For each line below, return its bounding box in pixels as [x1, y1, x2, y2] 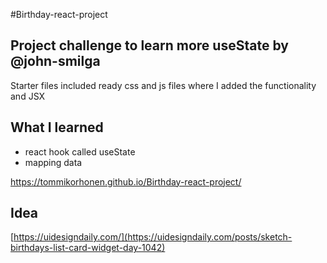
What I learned [10, 119, 104, 136]
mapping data [24, 156, 83, 168]
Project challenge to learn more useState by [10, 37, 289, 54]
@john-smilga [10, 53, 101, 70]
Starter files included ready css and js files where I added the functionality [10, 79, 317, 91]
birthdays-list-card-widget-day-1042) [10, 242, 166, 254]
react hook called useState [24, 145, 136, 158]
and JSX [10, 90, 46, 102]
